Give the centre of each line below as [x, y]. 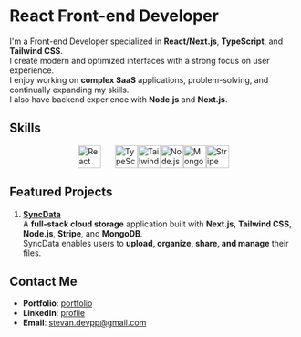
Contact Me [43, 281]
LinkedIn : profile [53, 313]
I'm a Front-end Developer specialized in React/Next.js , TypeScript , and [146, 41]
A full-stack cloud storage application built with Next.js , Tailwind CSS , [157, 224]
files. [32, 253]
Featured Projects [61, 192]
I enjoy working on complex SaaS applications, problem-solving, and [139, 79]
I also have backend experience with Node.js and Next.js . [119, 99]
